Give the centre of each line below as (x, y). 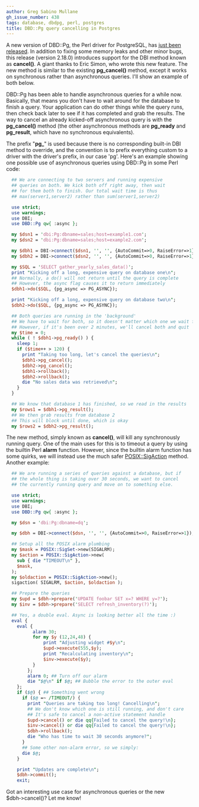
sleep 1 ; (28, 344)
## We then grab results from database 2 (63, 415)
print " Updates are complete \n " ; (58, 770)
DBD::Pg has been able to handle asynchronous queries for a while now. (94, 94)
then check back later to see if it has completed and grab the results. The (96, 113)
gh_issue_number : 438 (33, 17)
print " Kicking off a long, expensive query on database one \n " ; (94, 273)
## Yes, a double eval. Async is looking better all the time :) (94, 615)
